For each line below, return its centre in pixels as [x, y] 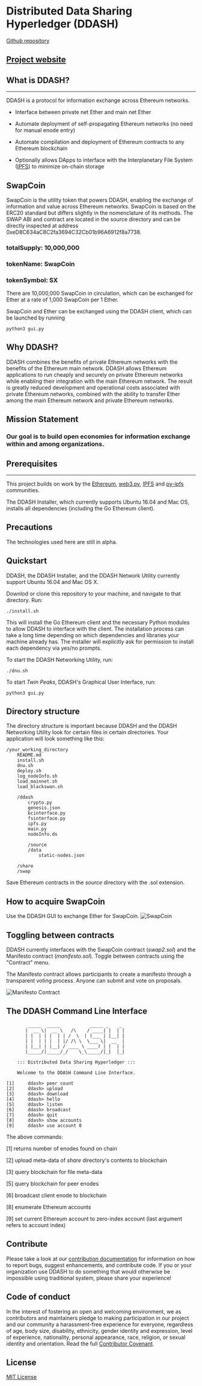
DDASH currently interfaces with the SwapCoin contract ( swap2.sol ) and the [101, 950]
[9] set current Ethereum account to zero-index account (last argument [94, 1219]
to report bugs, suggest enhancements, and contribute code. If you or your [99, 1265]
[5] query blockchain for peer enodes [53, 1183]
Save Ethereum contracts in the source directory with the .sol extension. [96, 882]
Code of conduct [38, 1297]
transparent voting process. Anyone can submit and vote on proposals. [94, 981]
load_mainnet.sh [38, 781]
